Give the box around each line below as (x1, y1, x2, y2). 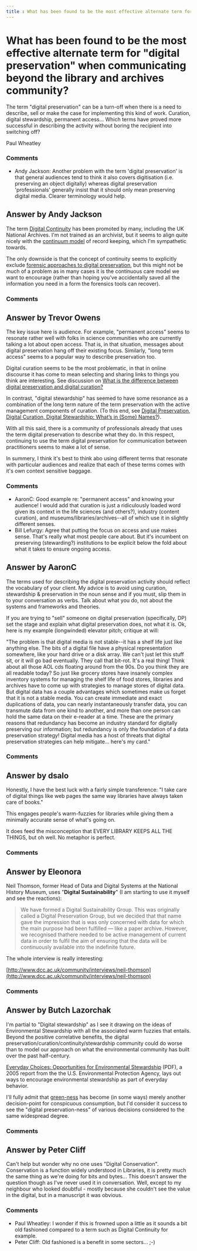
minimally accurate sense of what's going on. (6, 817, 116, 824)
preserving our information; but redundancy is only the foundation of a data (6, 726, 189, 733)
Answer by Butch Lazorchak (6, 1005, 111, 1016)
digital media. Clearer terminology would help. (14, 192, 126, 200)
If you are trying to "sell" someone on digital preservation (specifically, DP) (6, 614, 187, 621)
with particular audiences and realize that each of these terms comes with (6, 461, 185, 468)
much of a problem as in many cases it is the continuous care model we (6, 268, 180, 275)
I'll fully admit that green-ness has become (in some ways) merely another (6, 1093, 186, 1101)
